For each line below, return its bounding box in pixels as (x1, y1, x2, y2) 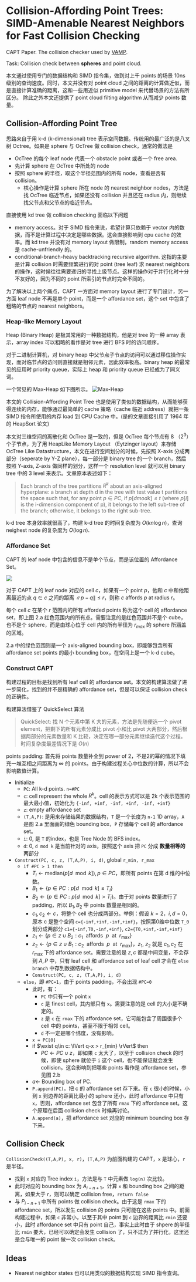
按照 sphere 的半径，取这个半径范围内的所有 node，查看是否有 (14, 169, 166, 177)
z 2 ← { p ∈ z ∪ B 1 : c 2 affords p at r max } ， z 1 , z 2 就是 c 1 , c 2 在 (32, 940, 183, 949)
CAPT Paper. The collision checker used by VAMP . (6, 48, 128, 55)
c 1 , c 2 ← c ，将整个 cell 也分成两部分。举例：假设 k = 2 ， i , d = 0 (32, 910, 185, 918)
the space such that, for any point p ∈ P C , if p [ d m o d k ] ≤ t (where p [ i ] (20, 495, 189, 502)
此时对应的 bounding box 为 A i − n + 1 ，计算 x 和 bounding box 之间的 (14, 1182, 180, 1191)
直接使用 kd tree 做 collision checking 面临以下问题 (6, 211, 129, 218)
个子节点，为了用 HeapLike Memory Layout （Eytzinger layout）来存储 (6, 440, 177, 447)
